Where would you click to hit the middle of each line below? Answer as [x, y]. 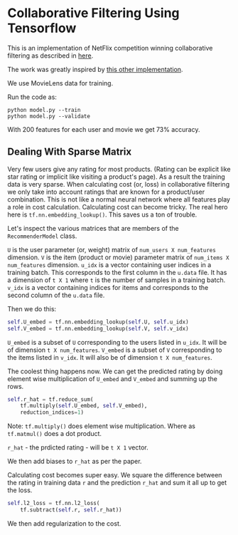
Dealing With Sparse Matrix [70, 152]
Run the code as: [32, 97]
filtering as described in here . [50, 56]
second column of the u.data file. [56, 295]
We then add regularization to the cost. [64, 523]
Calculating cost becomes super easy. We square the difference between [115, 475]
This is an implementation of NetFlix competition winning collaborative [110, 48]
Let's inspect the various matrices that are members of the [93, 228]
